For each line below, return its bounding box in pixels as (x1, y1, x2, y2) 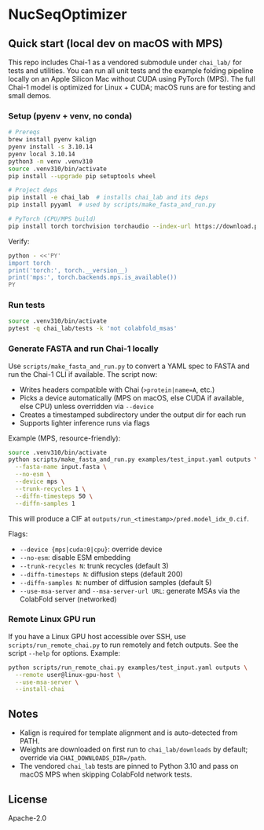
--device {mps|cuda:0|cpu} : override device (19, 544, 163, 554)
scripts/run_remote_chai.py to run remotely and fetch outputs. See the (8, 640, 239, 649)
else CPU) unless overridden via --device (19, 401, 155, 411)
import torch (8, 259, 51, 267)
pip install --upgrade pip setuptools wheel (8, 172, 156, 180)
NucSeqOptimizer (8, 5, 127, 24)
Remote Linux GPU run (8, 614, 96, 625)
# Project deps (8, 186, 58, 194)
